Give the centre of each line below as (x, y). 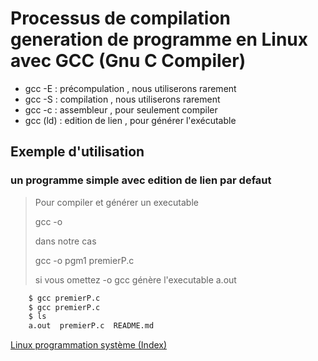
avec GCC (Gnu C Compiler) (128, 61)
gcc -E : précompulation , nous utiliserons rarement (130, 88)
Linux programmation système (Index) (89, 345)
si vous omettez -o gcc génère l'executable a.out (135, 279)
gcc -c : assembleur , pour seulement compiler (121, 109)
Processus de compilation (120, 18)
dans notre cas (65, 241)
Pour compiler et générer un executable (116, 202)
